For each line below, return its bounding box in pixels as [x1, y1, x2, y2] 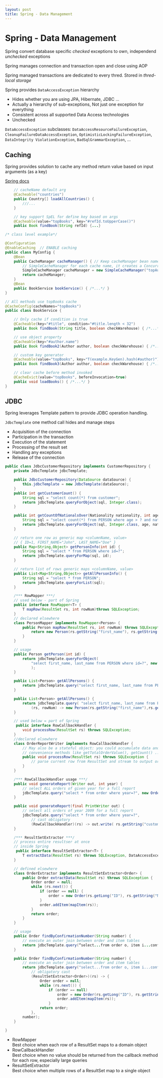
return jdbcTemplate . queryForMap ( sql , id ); [22, 553, 112, 558]
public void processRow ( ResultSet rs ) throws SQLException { [22, 755, 149, 759]
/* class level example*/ [5, 232, 57, 237]
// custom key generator [14, 353, 64, 357]
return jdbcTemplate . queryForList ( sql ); [22, 580, 105, 585]
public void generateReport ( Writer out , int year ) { [14, 781, 123, 786]
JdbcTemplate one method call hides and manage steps [5, 419, 115, 425]
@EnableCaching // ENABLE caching [5, 245, 77, 250]
